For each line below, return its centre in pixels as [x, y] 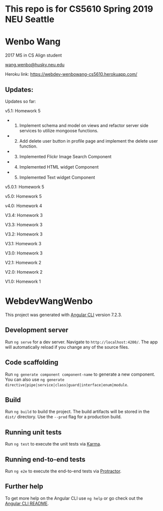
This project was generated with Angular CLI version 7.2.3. [64, 315]
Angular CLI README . [27, 503]
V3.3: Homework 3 [24, 224]
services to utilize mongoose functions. [59, 130]
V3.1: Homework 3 [23, 243]
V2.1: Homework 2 [23, 262]
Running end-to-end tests [45, 459]
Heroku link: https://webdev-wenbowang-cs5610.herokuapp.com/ [71, 74]
